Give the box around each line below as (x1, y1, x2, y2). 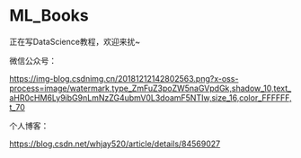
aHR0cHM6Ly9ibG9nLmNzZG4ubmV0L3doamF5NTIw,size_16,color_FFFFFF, (9, 92, 292, 103)
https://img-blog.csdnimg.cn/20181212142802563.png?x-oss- (9, 73, 239, 83)
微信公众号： (9, 55, 57, 66)
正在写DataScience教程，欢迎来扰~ (9, 36, 141, 47)
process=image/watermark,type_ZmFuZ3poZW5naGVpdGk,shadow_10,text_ (9, 83, 292, 93)
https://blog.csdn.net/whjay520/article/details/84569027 (9, 138, 221, 149)
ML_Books (9, 5, 89, 26)
